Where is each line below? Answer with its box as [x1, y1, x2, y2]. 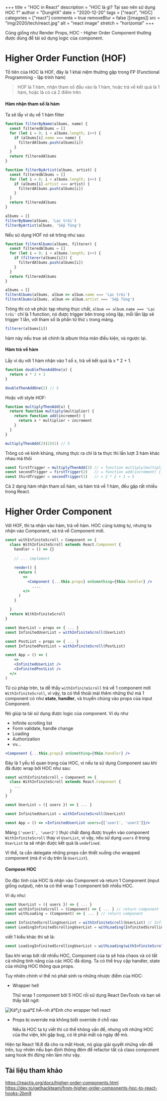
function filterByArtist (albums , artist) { [5, 168, 97, 173]
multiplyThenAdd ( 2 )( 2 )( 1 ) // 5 [5, 441, 70, 446]
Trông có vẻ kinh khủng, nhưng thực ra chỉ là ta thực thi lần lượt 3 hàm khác [5, 450, 160, 456]
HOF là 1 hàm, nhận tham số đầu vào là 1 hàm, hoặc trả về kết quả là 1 [17, 84, 160, 90]
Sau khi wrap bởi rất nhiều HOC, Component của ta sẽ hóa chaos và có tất [5, 952, 158, 958]
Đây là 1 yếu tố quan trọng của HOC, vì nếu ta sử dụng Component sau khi [5, 760, 158, 766]
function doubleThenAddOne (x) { [5, 367, 72, 372]
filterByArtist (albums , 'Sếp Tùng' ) [5, 223, 81, 228]
